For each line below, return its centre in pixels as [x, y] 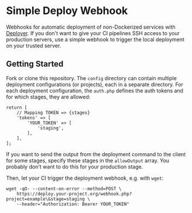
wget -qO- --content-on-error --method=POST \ [64, 188]
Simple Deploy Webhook [67, 11]
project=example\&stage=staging [45, 199]
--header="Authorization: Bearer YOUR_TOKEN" [73, 204]
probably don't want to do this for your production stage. [75, 166]
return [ [17, 107]
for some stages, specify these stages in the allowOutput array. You [88, 160]
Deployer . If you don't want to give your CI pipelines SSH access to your [93, 33]
